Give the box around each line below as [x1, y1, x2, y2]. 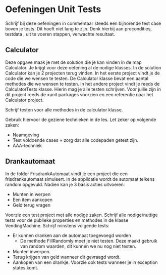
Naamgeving [12, 132, 39, 138]
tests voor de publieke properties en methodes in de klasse [5, 217, 129, 223]
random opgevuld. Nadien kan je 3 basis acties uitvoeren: [5, 181, 125, 187]
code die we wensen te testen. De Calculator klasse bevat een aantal [5, 75, 149, 82]
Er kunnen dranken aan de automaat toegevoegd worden [12, 232, 131, 239]
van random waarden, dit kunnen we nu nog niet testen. [20, 243, 136, 249]
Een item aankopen [12, 197, 53, 203]
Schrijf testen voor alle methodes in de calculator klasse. [5, 106, 123, 112]
